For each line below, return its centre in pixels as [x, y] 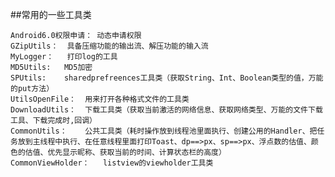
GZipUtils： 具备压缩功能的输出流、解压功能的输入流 [109, 46]
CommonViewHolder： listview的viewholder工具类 [112, 163]
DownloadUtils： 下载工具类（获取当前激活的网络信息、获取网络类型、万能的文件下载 [166, 110]
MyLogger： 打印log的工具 [64, 57]
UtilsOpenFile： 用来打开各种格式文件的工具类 [100, 99]
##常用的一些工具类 [51, 14]
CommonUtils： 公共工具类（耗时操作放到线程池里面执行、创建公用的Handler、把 [164, 131]
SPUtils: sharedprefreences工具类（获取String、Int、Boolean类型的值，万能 [167, 78]
